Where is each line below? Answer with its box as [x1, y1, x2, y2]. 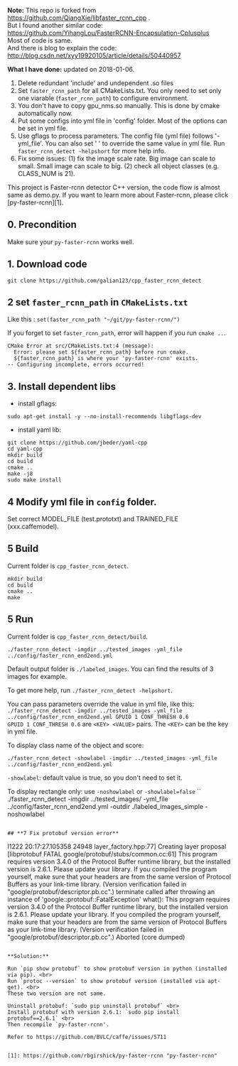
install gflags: [17, 399, 58, 408]
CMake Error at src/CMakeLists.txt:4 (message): [7, 342, 154, 350]
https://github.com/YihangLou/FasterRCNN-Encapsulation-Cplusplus [7, 28, 210, 37]
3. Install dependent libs [7, 380, 116, 393]
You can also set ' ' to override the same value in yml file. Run [45, 139, 225, 148]
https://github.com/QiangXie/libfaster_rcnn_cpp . [7, 13, 151, 22]
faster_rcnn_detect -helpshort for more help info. [17, 147, 166, 155]
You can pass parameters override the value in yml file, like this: [7, 700, 195, 708]
